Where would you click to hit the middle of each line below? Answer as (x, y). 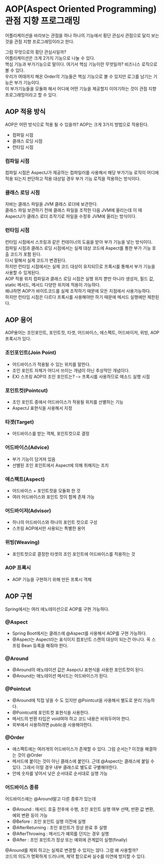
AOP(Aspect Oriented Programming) (81, 9)
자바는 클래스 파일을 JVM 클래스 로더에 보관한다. (51, 204)
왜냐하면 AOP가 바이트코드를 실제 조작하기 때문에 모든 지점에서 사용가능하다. (78, 291)
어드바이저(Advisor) (28, 511)
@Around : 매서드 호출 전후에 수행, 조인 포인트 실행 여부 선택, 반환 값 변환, (83, 809)
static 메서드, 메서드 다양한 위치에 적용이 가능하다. (53, 284)
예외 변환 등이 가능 (30, 816)
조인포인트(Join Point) (31, 352)
